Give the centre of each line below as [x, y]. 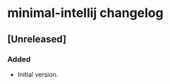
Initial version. [38, 74]
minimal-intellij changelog [85, 13]
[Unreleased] [37, 39]
